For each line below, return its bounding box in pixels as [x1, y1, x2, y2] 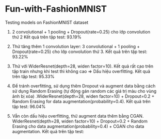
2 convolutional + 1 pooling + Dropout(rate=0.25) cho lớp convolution [12, 29, 150, 35]
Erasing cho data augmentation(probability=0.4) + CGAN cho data [12, 123, 145, 129]
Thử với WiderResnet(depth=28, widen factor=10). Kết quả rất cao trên [12, 63, 154, 69]
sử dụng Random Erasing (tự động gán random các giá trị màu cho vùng [12, 88, 157, 94]
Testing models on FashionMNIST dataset [5, 19, 89, 25]
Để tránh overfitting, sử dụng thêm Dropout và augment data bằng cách [12, 83, 156, 88]
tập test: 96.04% [12, 104, 46, 109]
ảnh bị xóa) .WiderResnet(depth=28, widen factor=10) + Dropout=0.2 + [12, 93, 155, 99]
